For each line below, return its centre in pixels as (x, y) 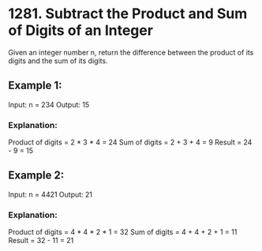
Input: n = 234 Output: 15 (49, 104)
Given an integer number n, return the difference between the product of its (131, 52)
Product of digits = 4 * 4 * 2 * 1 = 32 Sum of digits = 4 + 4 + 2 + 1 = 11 (123, 232)
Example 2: (36, 176)
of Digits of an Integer (81, 30)
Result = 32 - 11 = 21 (41, 241)
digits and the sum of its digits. (58, 61)
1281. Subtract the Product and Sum (128, 14)
